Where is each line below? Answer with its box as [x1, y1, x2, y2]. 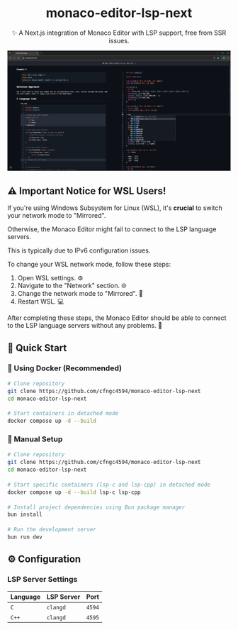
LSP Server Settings [7, 575, 78, 585]
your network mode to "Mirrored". [7, 211, 106, 220]
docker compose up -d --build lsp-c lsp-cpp [7, 488, 141, 496]
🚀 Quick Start [7, 342, 67, 354]
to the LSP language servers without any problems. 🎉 [7, 321, 163, 330]
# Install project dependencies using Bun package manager [7, 504, 186, 511]
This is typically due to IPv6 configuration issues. [7, 246, 151, 255]
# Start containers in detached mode [7, 410, 119, 417]
